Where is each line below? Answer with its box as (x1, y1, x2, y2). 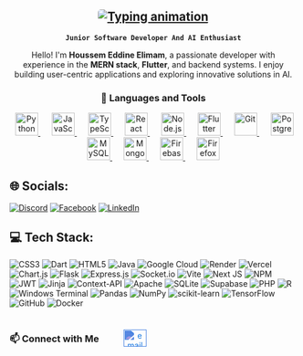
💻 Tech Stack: (9, 230, 94, 246)
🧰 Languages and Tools (100, 91, 206, 104)
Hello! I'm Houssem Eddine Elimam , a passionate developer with (31, 49, 276, 60)
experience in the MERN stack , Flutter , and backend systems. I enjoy (22, 58, 285, 69)
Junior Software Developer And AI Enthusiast (65, 33, 242, 42)
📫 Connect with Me (9, 332, 99, 345)
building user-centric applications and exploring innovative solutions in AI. (14, 68, 293, 79)
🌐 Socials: (9, 178, 69, 194)
